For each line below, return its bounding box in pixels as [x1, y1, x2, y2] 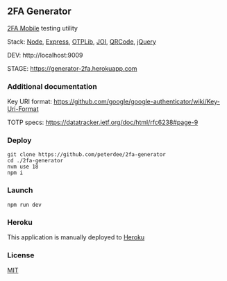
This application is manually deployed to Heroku [7, 233, 145, 241]
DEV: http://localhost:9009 [7, 51, 83, 59]
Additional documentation [7, 81, 97, 91]
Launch [7, 185, 33, 195]
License [7, 250, 35, 259]
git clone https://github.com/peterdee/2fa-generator [7, 151, 167, 158]
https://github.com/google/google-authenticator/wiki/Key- [53, 97, 221, 106]
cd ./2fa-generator [7, 157, 64, 164]
